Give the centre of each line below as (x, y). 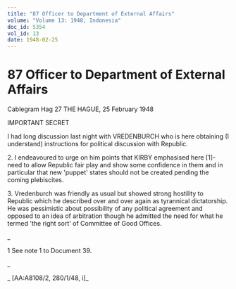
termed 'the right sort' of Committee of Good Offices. (85, 224)
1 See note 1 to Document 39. (50, 251)
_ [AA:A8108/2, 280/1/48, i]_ (48, 278)
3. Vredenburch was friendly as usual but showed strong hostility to (106, 193)
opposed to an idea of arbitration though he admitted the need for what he (115, 216)
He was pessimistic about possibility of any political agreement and (105, 209)
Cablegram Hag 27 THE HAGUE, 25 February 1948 (80, 109)
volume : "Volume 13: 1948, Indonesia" (64, 20)
